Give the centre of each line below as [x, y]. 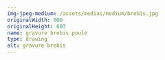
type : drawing [27, 39]
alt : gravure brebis [37, 46]
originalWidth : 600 [35, 20]
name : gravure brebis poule [47, 33]
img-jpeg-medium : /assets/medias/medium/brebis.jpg [82, 13]
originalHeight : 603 [37, 26]
